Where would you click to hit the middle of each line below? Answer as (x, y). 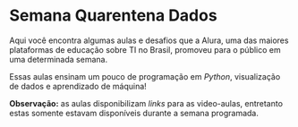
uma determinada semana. (59, 59)
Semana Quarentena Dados (113, 16)
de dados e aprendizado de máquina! (78, 86)
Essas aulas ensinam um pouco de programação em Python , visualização (145, 76)
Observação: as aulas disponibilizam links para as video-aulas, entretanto (146, 103)
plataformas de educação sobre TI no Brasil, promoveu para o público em (145, 49)
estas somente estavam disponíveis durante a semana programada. (134, 113)
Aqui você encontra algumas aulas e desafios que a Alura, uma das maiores (149, 40)
